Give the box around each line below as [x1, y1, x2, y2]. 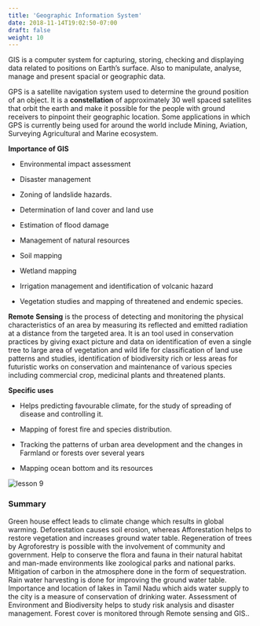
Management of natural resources [19, 235, 130, 245]
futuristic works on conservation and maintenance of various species [8, 362, 233, 372]
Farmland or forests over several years [19, 448, 145, 457]
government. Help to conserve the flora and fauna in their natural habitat [8, 550, 243, 559]
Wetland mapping [19, 266, 77, 276]
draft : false [8, 26, 51, 34]
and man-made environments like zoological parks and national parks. [8, 558, 236, 568]
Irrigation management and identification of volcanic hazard [19, 281, 214, 291]
